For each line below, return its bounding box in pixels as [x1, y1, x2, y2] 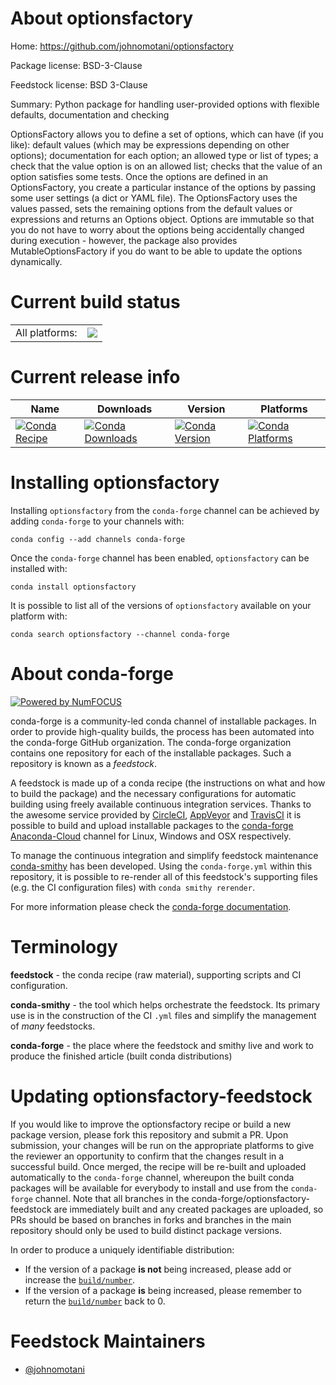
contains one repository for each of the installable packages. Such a [10, 747, 292, 759]
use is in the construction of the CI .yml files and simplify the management [10, 1009, 317, 1021]
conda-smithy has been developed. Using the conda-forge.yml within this [10, 860, 313, 872]
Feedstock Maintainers [10, 1330, 206, 1352]
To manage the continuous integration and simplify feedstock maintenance [10, 849, 319, 861]
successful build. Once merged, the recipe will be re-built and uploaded [10, 1160, 307, 1172]
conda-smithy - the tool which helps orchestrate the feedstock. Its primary [10, 998, 321, 1011]
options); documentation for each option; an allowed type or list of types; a [10, 149, 319, 161]
